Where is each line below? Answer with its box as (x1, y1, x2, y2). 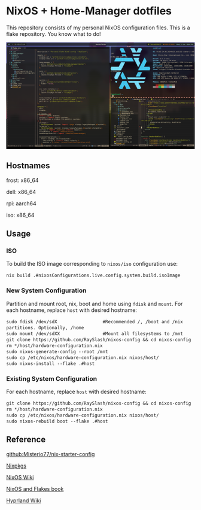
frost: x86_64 (6, 177, 39, 184)
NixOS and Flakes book (6, 485, 64, 492)
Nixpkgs (6, 462, 27, 469)
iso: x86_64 (6, 211, 35, 218)
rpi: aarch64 (6, 199, 37, 207)
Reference (6, 435, 46, 445)
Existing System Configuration (6, 374, 98, 382)
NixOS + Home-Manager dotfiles (6, 4, 172, 18)
